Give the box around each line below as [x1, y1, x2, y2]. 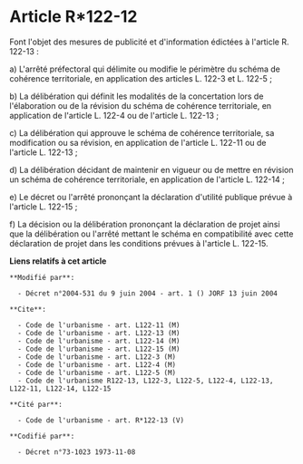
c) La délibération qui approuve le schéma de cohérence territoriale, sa [9, 127, 275, 138]
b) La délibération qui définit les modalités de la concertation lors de [9, 91, 264, 101]
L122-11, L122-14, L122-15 [9, 383, 112, 393]
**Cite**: [9, 304, 47, 314]
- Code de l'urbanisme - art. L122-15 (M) [17, 344, 181, 353]
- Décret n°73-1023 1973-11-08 [17, 447, 136, 457]
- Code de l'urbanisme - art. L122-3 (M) [17, 352, 177, 362]
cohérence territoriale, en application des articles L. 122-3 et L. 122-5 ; [9, 72, 273, 83]
